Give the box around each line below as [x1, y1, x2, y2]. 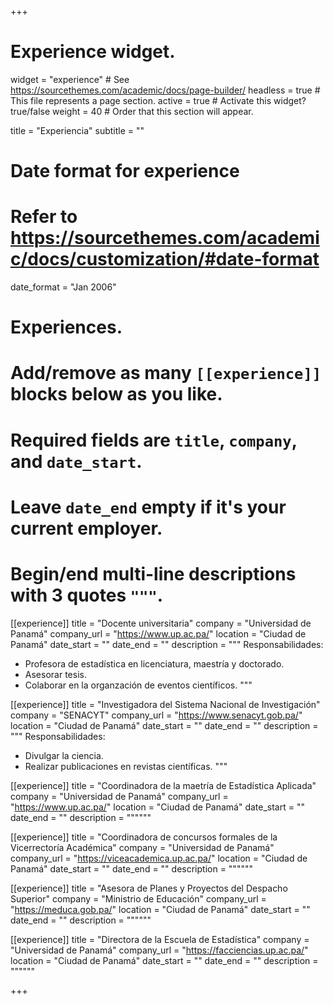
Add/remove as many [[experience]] [10, 362, 322, 385]
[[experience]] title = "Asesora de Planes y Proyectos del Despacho [10, 882, 288, 894]
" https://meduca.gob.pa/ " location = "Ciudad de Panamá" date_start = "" [10, 903, 311, 915]
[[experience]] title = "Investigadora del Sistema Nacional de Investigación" [10, 698, 321, 710]
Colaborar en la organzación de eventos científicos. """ [24, 679, 253, 691]
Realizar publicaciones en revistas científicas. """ [24, 760, 228, 772]
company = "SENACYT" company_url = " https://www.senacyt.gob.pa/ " [10, 709, 303, 721]
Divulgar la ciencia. [24, 749, 104, 761]
